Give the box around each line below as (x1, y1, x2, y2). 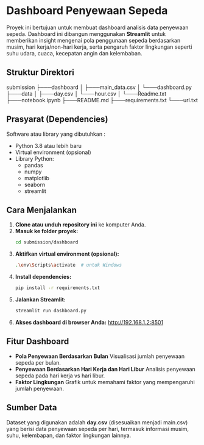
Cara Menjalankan (6, 205, 77, 215)
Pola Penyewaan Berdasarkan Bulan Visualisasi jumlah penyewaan (15, 352, 185, 360)
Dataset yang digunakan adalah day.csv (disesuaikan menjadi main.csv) (6, 418, 188, 426)
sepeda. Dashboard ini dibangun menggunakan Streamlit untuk (6, 30, 166, 37)
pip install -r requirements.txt (15, 285, 100, 291)
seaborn (24, 181, 46, 188)
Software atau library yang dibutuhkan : (6, 130, 105, 138)
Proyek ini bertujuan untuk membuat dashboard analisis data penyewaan (6, 24, 189, 31)
